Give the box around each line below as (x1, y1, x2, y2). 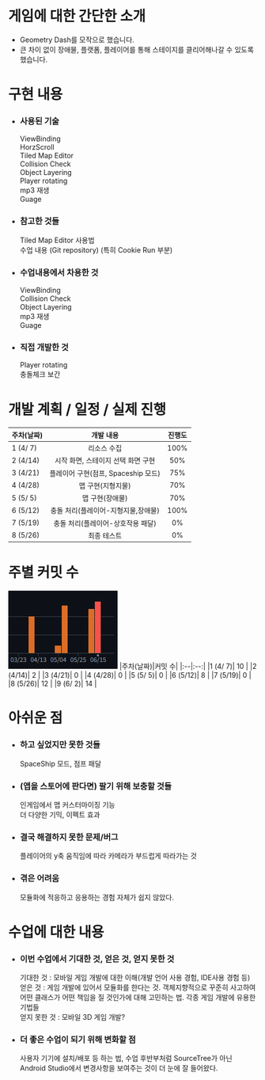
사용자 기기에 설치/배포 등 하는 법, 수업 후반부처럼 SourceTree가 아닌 (19, 1054, 233, 1063)
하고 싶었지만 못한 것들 (19, 740, 100, 751)
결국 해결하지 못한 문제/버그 (19, 831, 119, 842)
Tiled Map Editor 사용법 (19, 235, 95, 245)
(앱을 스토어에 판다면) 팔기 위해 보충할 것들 (19, 781, 172, 792)
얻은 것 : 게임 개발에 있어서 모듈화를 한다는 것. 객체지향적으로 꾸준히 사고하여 (19, 983, 256, 992)
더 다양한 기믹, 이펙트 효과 (19, 809, 100, 820)
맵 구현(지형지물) (78, 481, 131, 490)
